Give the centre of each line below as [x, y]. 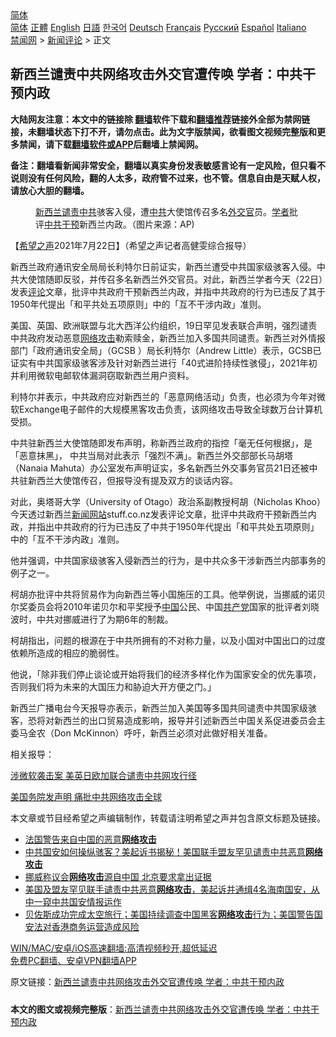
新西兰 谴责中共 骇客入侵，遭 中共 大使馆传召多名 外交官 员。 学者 [162, 211]
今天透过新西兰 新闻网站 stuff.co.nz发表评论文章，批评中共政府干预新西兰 [159, 514]
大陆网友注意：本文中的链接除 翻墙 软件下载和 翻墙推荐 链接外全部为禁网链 [160, 119]
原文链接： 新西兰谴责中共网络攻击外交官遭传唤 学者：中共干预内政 [147, 981]
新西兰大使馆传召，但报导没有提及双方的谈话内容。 [132, 480]
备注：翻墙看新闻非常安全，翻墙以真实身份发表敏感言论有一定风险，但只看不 [168, 165]
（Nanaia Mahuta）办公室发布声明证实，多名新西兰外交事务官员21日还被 [160, 468]
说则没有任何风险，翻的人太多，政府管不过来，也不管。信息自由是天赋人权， [168, 178]
